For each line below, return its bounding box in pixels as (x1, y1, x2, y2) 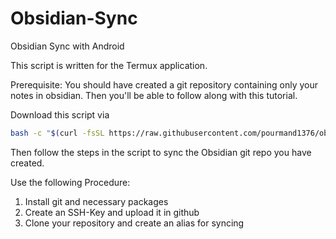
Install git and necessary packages (24, 195, 169, 207)
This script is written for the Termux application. (10, 59, 208, 71)
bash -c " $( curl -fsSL (10, 128, 105, 138)
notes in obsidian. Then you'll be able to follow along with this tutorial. (10, 89, 298, 101)
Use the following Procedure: (10, 176, 131, 188)
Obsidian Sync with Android (10, 40, 125, 52)
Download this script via (10, 108, 110, 121)
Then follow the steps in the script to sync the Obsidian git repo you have (10, 146, 312, 158)
